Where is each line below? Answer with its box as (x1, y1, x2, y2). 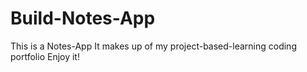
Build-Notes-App (10, 7, 156, 30)
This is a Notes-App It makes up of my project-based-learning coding (10, 40, 297, 52)
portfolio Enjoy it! (10, 50, 80, 62)
